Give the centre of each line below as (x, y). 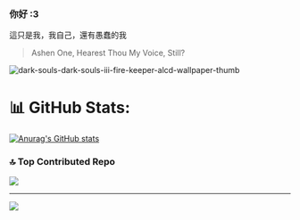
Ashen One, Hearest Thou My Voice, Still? (108, 53)
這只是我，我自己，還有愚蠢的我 (68, 35)
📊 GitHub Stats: (70, 108)
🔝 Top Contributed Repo (62, 162)
